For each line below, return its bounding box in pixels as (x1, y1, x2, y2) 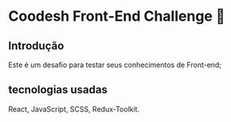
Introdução (8, 39, 65, 53)
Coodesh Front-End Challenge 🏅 (8, 7, 225, 26)
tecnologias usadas (8, 83, 108, 96)
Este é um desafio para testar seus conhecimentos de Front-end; (8, 60, 221, 69)
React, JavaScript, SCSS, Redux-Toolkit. (8, 104, 140, 114)
